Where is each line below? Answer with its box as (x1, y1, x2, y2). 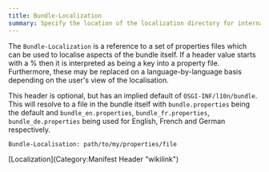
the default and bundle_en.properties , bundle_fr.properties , (8, 107, 210, 117)
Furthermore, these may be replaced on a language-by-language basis (8, 66, 243, 76)
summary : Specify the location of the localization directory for (8, 19, 235, 27)
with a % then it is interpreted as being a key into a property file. (8, 58, 220, 68)
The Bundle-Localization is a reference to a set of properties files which (8, 41, 247, 50)
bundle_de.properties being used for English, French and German (8, 116, 226, 126)
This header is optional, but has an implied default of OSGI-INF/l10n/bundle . (8, 90, 258, 100)
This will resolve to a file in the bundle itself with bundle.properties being (8, 99, 251, 109)
